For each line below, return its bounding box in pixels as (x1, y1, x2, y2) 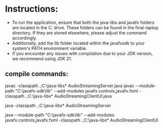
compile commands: (5, 70, 69, 78)
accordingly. (12, 35, 37, 41)
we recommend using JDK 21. (12, 55, 72, 61)
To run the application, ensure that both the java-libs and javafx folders (12, 19, 155, 25)
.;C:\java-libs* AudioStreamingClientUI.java (25, 93, 112, 99)
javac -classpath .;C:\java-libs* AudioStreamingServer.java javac (5, 83, 135, 89)
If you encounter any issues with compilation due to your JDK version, (12, 50, 153, 56)
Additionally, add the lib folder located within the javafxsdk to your (12, 40, 145, 46)
